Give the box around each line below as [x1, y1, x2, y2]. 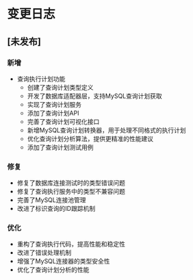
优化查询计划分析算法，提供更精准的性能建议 [27, 134, 154, 142]
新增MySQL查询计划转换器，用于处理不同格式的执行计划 [27, 126, 186, 134]
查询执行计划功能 [16, 75, 66, 83]
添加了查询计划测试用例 [27, 143, 94, 151]
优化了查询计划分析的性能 [16, 266, 90, 274]
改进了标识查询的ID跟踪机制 [16, 205, 96, 213]
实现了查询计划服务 [27, 100, 82, 108]
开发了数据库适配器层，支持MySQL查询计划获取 [27, 92, 162, 100]
